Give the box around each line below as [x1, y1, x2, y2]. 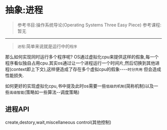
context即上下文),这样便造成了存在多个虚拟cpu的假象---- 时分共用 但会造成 [11, 66, 162, 72]
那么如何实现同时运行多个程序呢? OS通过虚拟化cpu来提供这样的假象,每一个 [5, 54, 159, 60]
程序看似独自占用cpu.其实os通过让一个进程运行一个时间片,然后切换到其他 [5, 60, 156, 66]
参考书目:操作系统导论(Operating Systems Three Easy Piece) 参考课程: [17, 22, 162, 28]
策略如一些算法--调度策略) [25, 89, 80, 95]
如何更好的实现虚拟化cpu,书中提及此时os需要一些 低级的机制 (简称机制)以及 [5, 83, 154, 89]
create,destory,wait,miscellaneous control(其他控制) [5, 119, 112, 125]
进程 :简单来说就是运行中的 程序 [17, 43, 78, 49]
